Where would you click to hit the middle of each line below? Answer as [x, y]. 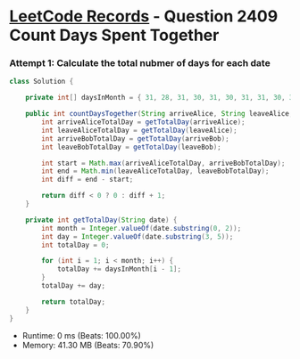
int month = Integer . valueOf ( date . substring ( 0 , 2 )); [142, 228]
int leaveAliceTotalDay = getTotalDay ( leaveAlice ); [140, 130]
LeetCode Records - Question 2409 [144, 16]
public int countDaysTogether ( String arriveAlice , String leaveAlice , [159, 114]
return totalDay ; [73, 302]
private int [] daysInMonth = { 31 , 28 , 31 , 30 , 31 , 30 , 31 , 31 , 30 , [155, 98]
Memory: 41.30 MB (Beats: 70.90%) [88, 345]
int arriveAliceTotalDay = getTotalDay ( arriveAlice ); [143, 122]
